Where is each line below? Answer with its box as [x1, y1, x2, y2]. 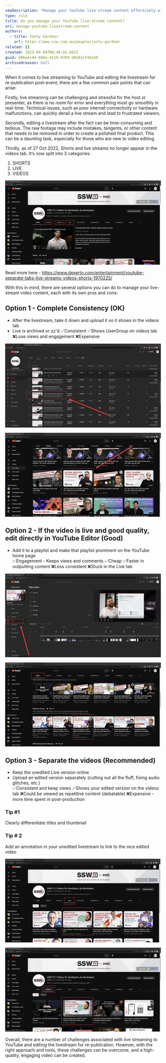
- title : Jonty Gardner [9, 34, 58, 39]
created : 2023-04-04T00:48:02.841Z [5, 50, 79, 54]
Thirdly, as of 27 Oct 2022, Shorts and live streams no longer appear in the [5, 145, 158, 151]
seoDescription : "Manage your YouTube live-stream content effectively [5, 8, 156, 13]
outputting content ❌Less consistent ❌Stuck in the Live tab [12, 563, 132, 569]
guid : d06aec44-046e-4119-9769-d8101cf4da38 [5, 55, 98, 60]
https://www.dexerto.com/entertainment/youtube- [41, 270, 144, 276]
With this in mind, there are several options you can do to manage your [5, 285, 149, 291]
